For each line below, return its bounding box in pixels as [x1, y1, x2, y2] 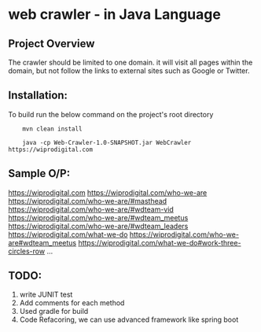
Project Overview [8, 37, 95, 50]
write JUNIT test [19, 290, 73, 300]
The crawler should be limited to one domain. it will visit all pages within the [8, 57, 253, 67]
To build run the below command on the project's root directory [8, 109, 214, 119]
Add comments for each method [19, 298, 125, 308]
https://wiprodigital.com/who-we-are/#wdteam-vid [8, 205, 175, 214]
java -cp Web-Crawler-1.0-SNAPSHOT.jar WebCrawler [22, 138, 192, 146]
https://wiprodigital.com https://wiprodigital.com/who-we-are [8, 187, 208, 197]
